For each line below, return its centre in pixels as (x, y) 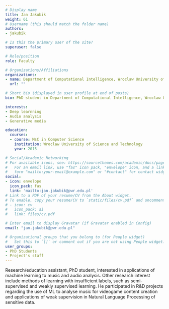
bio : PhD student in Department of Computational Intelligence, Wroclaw (83, 98)
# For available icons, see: (36, 163)
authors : (14, 29)
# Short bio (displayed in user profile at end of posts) (67, 93)
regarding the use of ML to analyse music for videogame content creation (81, 292)
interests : (17, 107)
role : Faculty (20, 61)
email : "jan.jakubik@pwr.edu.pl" (40, 228)
